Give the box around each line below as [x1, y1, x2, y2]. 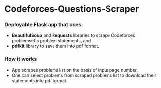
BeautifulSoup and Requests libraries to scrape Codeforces [11, 32, 136, 38]
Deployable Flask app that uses [4, 21, 82, 28]
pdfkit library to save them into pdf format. [11, 43, 100, 49]
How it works [4, 56, 37, 63]
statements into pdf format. [11, 77, 68, 83]
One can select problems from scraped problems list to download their [11, 72, 157, 78]
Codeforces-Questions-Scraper [4, 3, 139, 15]
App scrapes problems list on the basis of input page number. [11, 67, 138, 73]
